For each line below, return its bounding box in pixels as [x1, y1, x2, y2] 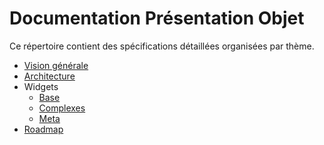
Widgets [23, 80, 59, 92]
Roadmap [23, 123, 64, 135]
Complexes [38, 102, 86, 114]
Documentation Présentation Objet [9, 7, 305, 30]
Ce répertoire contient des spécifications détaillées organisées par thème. [9, 40, 315, 52]
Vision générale [23, 59, 89, 71]
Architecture [23, 70, 76, 82]
